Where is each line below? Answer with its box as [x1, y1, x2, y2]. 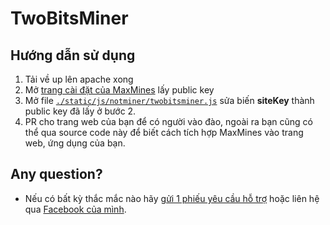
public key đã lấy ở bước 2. [24, 105, 137, 117]
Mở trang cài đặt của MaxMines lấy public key [24, 84, 215, 96]
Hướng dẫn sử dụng [10, 47, 136, 64]
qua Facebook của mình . [24, 203, 127, 215]
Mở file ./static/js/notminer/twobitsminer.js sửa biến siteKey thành [24, 95, 315, 106]
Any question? [10, 166, 103, 183]
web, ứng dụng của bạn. [24, 137, 126, 149]
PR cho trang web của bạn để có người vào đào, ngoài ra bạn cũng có [24, 116, 313, 127]
